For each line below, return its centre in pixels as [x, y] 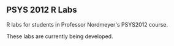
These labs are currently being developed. [60, 36]
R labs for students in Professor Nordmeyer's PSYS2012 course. [87, 24]
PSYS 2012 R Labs [42, 10]
